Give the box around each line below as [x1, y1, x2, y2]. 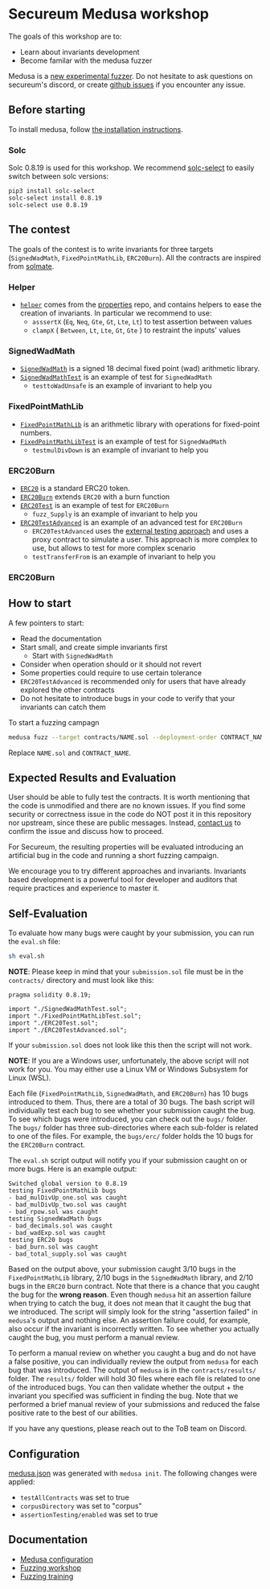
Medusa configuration [19, 1554, 94, 1564]
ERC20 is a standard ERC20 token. [19, 484, 130, 493]
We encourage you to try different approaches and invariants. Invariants [8, 866, 247, 876]
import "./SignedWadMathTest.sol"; [8, 1005, 128, 1013]
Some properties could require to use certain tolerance [19, 667, 202, 677]
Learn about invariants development [19, 47, 140, 56]
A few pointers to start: [8, 617, 84, 628]
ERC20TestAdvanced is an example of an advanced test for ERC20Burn [19, 518, 243, 527]
